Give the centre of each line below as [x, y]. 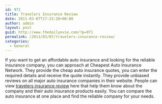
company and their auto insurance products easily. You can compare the [79, 91]
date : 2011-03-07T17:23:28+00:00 [39, 19]
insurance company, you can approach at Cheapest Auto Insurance [73, 65]
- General [19, 46]
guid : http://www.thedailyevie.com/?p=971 [49, 32]
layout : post [18, 28]
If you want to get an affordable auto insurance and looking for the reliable [80, 60]
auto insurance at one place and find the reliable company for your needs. [80, 96]
